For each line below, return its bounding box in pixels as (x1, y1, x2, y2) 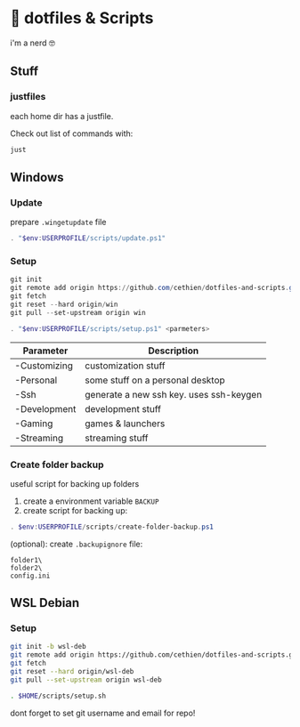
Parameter (22, 344, 69, 357)
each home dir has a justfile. (10, 110, 114, 121)
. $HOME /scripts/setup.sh (10, 691, 106, 700)
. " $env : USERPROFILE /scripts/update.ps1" (10, 234, 166, 243)
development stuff (85, 402, 162, 415)
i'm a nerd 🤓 (10, 37, 56, 48)
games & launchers (85, 417, 166, 430)
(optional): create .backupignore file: (10, 538, 143, 549)
